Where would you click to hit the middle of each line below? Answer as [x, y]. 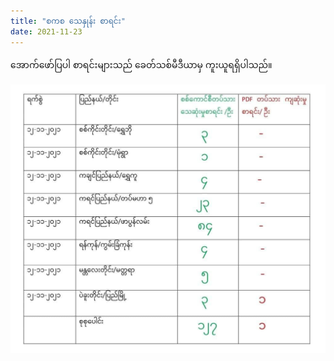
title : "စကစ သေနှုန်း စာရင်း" [68, 21]
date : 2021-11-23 [46, 31]
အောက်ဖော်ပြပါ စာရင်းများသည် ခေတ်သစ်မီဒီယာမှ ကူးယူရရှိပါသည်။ [141, 64]
